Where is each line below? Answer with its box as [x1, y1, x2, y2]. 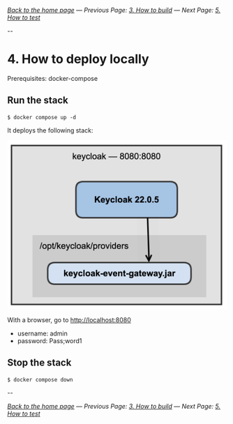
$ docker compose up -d [7, 114, 77, 121]
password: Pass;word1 [17, 337, 82, 345]
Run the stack [7, 94, 68, 107]
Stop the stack [7, 357, 72, 369]
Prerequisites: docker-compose [7, 74, 98, 82]
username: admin [17, 329, 68, 338]
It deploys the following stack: [7, 126, 93, 135]
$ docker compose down [7, 376, 73, 383]
